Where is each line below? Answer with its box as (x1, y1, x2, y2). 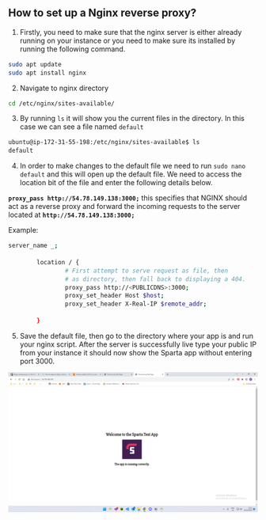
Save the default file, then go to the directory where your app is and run (19, 331, 253, 340)
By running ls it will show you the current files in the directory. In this (19, 114, 245, 123)
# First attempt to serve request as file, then (64, 267, 228, 275)
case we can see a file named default (19, 122, 144, 131)
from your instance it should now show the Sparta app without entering (19, 347, 253, 357)
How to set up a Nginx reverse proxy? (8, 6, 197, 20)
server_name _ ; (8, 241, 59, 250)
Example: (8, 226, 39, 235)
